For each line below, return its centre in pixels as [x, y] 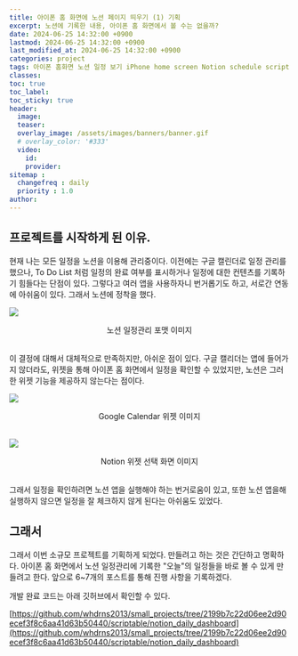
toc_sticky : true [41, 100]
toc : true [28, 84]
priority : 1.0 [45, 191]
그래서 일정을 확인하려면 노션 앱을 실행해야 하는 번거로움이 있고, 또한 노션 [136, 490]
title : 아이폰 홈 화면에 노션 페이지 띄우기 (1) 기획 [95, 17]
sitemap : [28, 174]
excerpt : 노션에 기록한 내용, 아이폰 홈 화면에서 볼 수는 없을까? [114, 26]
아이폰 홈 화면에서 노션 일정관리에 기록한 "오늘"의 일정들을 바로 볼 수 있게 [148, 565]
